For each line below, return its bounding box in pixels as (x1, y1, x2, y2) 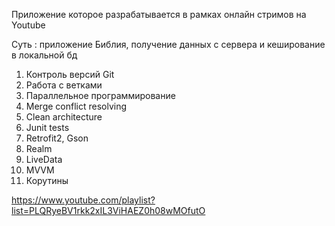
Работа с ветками (25, 79, 103, 91)
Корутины (25, 175, 69, 186)
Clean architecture (25, 111, 103, 123)
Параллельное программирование (25, 90, 176, 101)
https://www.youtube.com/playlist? (11, 194, 156, 206)
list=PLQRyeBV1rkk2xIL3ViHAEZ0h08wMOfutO (11, 205, 206, 216)
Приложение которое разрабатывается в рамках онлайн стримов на (11, 9, 307, 20)
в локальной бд (11, 49, 78, 61)
